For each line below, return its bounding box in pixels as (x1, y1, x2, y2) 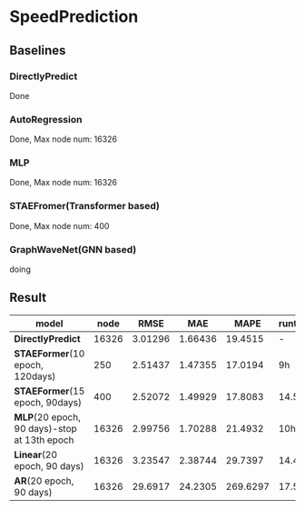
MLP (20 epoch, (14, 411, 82, 424)
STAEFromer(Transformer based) (9, 200, 161, 213)
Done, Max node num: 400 (9, 220, 110, 231)
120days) (14, 370, 56, 383)
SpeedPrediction (9, 6, 139, 27)
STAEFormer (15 (14, 385, 85, 397)
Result (9, 290, 47, 305)
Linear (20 (14, 448, 57, 461)
